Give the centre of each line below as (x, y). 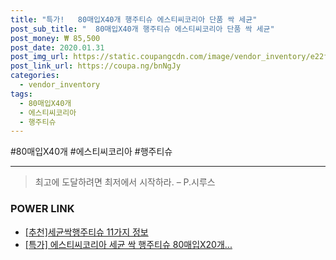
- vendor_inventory (60, 85)
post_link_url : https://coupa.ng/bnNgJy (96, 66)
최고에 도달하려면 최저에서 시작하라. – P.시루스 (125, 182)
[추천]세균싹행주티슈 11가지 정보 (86, 232)
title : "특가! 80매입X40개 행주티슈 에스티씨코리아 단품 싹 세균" (134, 19)
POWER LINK (42, 209)
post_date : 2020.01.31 (57, 47)
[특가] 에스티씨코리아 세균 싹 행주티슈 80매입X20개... (128, 244)
